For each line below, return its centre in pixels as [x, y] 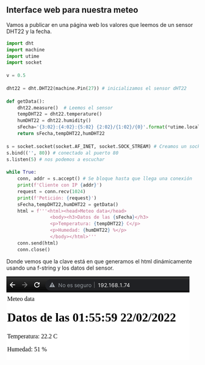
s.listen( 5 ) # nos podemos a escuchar [56, 159]
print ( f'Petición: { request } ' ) [57, 198]
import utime [23, 56]
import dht [20, 43]
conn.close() [34, 249]
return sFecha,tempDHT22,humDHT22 [61, 134]
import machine [26, 50]
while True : [21, 172]
